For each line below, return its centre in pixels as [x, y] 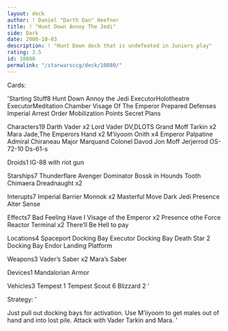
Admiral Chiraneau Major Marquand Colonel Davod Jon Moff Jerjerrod [108, 141]
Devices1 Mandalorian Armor [49, 272]
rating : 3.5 [24, 53]
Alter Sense [24, 204]
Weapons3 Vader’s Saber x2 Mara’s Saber [67, 259]
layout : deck [26, 14]
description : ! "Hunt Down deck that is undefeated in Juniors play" [110, 46]
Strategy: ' [22, 299]
